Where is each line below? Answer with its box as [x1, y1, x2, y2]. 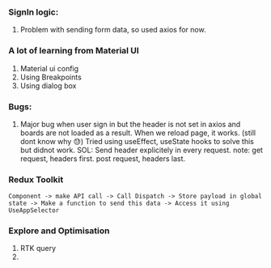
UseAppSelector [8, 206, 60, 215]
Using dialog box [19, 80, 77, 91]
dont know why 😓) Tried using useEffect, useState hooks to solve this [19, 136, 255, 146]
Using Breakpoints [19, 72, 83, 82]
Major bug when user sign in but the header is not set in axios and [19, 119, 241, 129]
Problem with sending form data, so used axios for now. [19, 25, 206, 35]
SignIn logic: [8, 6, 59, 18]
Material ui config [19, 63, 79, 73]
